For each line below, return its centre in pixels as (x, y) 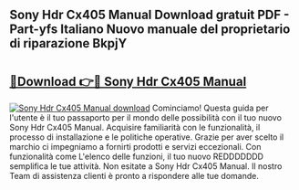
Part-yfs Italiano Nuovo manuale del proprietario (150, 30)
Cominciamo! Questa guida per (210, 108)
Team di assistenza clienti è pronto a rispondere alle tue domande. (134, 176)
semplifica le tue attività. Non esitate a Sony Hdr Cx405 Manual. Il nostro (146, 166)
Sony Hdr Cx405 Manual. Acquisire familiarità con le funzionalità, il (135, 127)
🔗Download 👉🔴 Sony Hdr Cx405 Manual (128, 81)
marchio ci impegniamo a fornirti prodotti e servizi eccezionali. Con (135, 147)
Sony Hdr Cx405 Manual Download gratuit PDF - (149, 15)
